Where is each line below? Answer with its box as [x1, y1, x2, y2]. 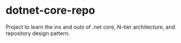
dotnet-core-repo [5, 4, 95, 17]
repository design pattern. [5, 29, 70, 36]
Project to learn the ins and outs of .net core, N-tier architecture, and [5, 23, 175, 30]
